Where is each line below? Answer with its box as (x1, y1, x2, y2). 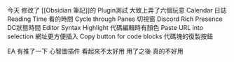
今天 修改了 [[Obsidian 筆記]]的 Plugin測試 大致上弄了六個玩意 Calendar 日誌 (7, 6, 227, 14)
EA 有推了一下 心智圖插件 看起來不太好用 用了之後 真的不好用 (7, 47, 184, 55)
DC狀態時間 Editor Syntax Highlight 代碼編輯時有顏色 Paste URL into (7, 24, 204, 31)
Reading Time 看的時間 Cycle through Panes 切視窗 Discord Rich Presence (7, 15, 223, 23)
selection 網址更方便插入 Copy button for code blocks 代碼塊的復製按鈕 (7, 32, 214, 40)
